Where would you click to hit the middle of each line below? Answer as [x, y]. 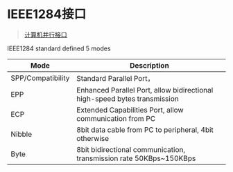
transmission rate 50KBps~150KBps [136, 158]
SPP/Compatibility [40, 78]
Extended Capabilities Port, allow [130, 110]
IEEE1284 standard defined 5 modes [59, 48]
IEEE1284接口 [47, 14]
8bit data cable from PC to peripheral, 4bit [145, 130]
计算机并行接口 [45, 35]
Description [149, 65]
